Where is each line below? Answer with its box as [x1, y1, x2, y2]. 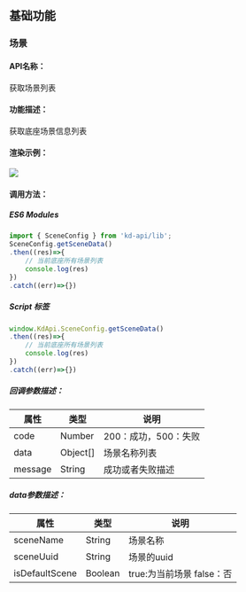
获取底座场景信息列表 [9, 125, 87, 136]
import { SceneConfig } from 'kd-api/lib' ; [9, 231, 173, 241]
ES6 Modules [9, 209, 59, 220]
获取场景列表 [9, 82, 56, 93]
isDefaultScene [13, 566, 78, 579]
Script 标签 [9, 301, 50, 312]
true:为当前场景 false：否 [127, 567, 233, 580]
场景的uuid [127, 550, 174, 563]
